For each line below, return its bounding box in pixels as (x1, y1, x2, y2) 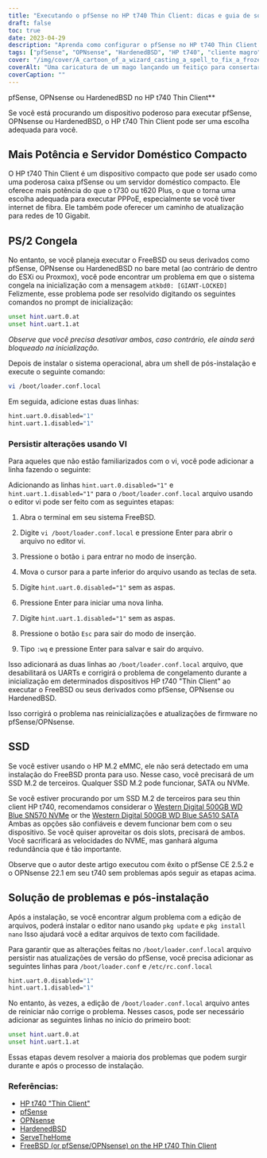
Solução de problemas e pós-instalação (8, 891, 209, 904)
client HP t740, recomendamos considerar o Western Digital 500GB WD (8, 802, 243, 811)
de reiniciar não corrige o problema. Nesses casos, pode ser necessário (8, 1007, 245, 1017)
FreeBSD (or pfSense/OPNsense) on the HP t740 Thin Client (19, 1141, 217, 1151)
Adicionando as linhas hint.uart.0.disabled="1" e (8, 480, 174, 490)
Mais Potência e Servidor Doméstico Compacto (8, 148, 248, 161)
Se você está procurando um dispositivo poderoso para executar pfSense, (8, 108, 252, 118)
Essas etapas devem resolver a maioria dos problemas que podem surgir (8, 1052, 247, 1062)
